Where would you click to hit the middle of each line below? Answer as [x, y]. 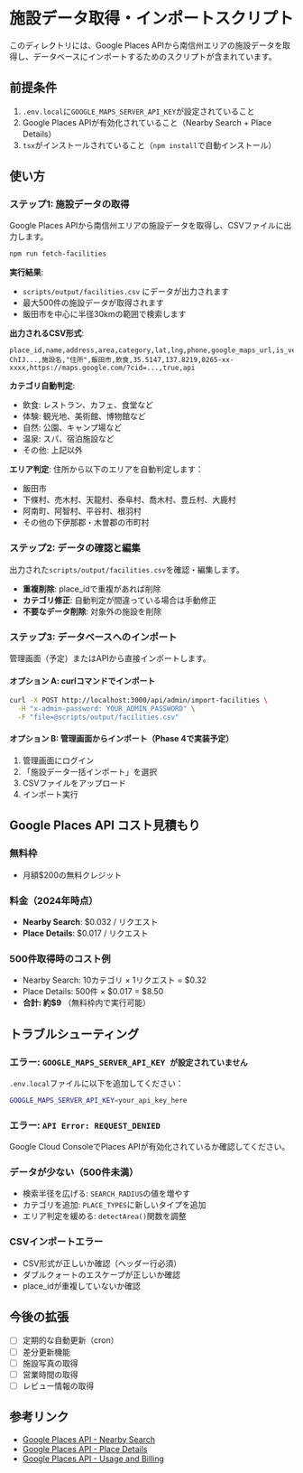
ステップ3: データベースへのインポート [93, 637]
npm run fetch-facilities [58, 254]
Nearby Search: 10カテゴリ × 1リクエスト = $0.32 [115, 980]
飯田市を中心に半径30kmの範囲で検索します [104, 314]
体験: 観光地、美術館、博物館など [84, 416]
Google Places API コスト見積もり [105, 826]
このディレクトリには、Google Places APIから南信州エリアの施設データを [146, 45]
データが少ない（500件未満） [74, 1172]
